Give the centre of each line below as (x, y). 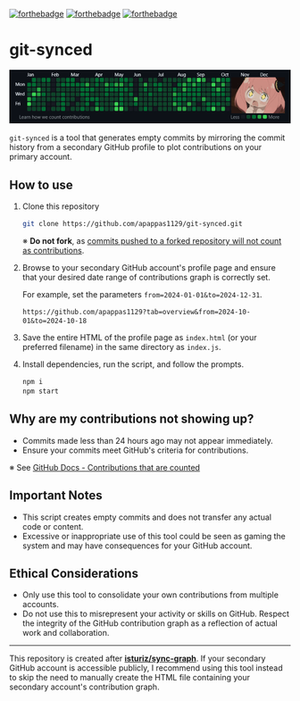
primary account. (41, 157)
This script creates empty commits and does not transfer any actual (147, 517)
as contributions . (53, 251)
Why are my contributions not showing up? (132, 419)
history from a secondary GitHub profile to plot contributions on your (136, 147)
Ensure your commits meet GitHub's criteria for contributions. (135, 450)
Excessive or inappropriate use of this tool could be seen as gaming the (154, 536)
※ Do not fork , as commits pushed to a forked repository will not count (152, 241)
